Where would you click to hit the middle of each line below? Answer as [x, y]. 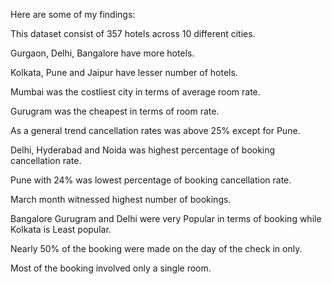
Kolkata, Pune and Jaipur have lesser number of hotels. [124, 72]
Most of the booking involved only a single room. [111, 268]
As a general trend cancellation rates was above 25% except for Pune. [155, 130]
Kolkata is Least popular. [61, 229]
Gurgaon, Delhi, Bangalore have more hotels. [102, 53]
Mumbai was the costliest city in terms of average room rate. [135, 92]
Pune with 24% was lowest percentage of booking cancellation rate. [151, 180]
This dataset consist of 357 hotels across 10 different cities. [133, 33]
